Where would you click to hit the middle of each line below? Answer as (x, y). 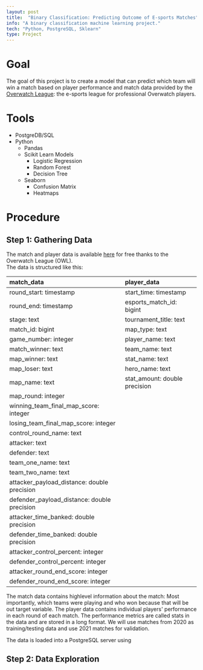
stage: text (24, 320)
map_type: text (146, 329)
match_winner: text (36, 349)
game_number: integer (41, 339)
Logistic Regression (58, 161)
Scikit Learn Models (49, 154)
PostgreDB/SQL (34, 135)
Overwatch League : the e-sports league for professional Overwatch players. (101, 94)
